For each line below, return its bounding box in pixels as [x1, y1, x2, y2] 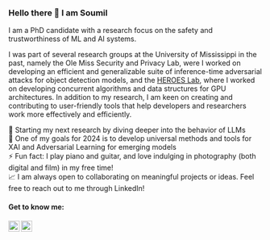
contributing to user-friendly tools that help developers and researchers [8, 101, 247, 111]
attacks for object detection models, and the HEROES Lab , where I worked [8, 76, 255, 85]
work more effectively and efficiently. [8, 110, 132, 119]
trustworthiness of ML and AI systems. [8, 34, 137, 43]
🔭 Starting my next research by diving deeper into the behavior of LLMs [8, 125, 246, 135]
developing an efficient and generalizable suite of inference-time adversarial [8, 67, 262, 77]
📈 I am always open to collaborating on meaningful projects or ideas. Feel [8, 172, 255, 182]
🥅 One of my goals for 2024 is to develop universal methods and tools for [8, 134, 252, 143]
